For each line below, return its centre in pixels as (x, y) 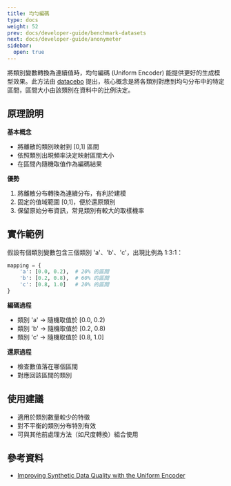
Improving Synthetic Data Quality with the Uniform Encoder (101, 475)
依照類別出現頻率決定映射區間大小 (66, 155)
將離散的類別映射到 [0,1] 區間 (58, 147)
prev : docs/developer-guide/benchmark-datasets (77, 33)
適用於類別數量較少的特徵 (53, 417)
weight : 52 (23, 26)
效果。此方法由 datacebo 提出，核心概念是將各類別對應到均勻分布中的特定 (119, 81)
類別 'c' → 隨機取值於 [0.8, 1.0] (61, 337)
